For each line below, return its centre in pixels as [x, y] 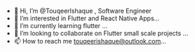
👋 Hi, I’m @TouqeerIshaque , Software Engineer [83, 11]
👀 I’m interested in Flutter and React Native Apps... [87, 18]
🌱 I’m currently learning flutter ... [61, 26]
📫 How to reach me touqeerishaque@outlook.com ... [90, 41]
